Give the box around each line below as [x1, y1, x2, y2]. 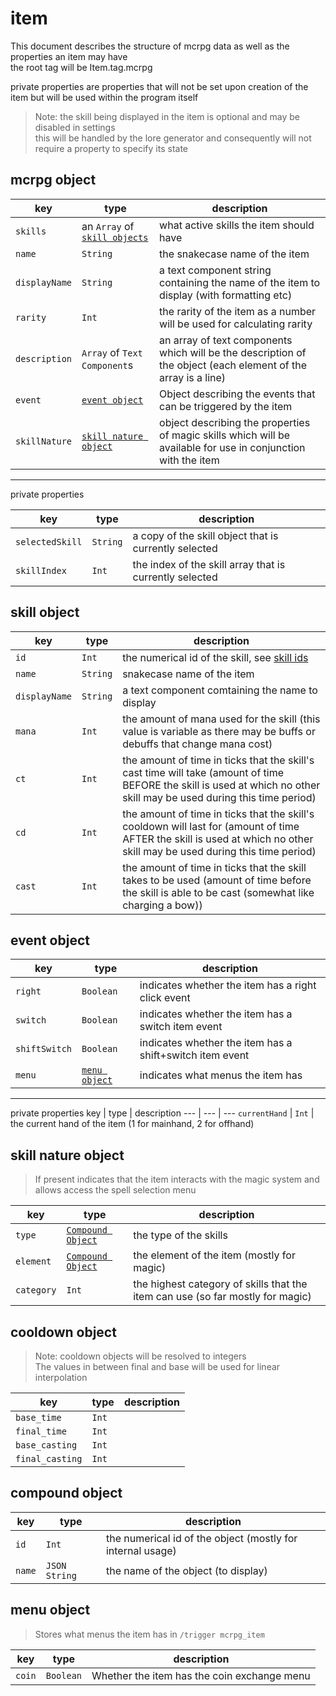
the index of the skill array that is [132, 557, 286, 571]
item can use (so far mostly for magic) [133, 1290, 312, 1304]
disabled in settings [34, 121, 116, 133]
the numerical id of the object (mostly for [105, 1531, 298, 1545]
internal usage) [105, 1543, 177, 1557]
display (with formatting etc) [159, 288, 293, 302]
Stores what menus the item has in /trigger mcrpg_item [34, 1628, 265, 1640]
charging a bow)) [122, 898, 203, 912]
